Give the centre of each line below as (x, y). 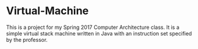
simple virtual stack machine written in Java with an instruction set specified (99, 33)
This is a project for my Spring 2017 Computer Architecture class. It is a (93, 27)
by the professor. (27, 40)
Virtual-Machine (48, 11)
